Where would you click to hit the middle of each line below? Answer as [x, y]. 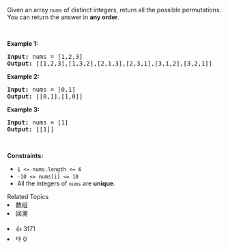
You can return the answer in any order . [63, 17]
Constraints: [25, 156]
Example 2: [23, 77]
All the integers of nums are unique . [66, 183]
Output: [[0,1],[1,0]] [45, 96]
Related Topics [28, 197]
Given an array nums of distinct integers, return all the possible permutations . [114, 10]
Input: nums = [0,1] [42, 89]
